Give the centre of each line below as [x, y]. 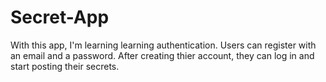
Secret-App [60, 17]
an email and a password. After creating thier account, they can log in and [162, 55]
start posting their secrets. [65, 66]
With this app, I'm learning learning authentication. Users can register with [163, 45]
